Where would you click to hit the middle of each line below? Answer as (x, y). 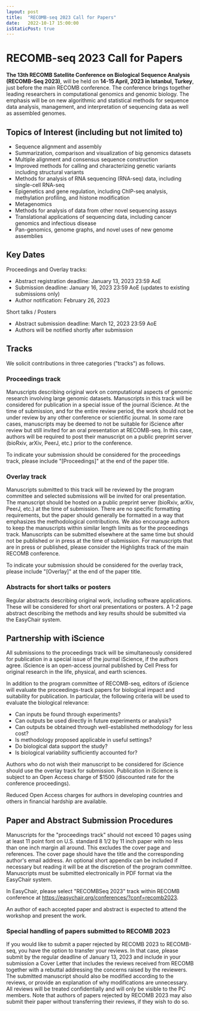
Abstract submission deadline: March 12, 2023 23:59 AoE (86, 323)
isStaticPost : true (31, 29)
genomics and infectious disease (56, 223)
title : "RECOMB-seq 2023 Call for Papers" (61, 17)
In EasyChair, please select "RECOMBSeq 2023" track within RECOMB (93, 891)
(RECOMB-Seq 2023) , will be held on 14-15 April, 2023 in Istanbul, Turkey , (100, 81)
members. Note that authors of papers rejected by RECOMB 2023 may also (99, 995)
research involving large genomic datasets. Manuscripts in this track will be (99, 398)
